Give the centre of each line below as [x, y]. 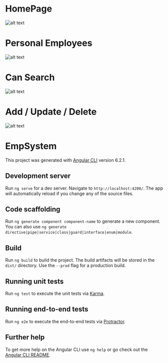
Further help [25, 338]
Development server [38, 176]
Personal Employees [49, 43]
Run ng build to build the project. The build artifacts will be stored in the [80, 260]
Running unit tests [34, 281]
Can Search [30, 77]
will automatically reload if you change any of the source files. [69, 193]
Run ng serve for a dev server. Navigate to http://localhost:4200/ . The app [84, 188]
